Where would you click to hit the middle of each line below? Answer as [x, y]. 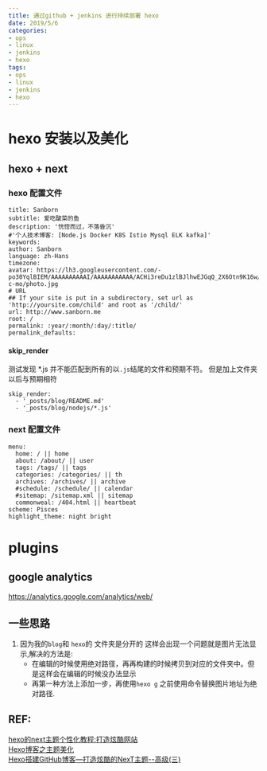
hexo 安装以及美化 [68, 139]
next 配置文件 [35, 429]
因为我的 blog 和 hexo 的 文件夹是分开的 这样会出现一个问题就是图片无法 [134, 644]
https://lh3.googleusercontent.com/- [99, 270]
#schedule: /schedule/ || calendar [74, 488]
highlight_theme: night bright [60, 516]
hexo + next [38, 168]
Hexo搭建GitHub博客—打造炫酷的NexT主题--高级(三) [95, 759]
